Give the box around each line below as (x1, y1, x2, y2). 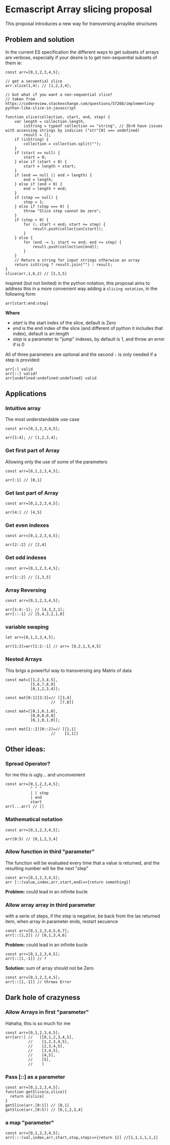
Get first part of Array (5, 447, 60, 454)
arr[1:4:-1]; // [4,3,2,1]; (5, 607, 65, 612)
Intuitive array (5, 405, 41, 412)
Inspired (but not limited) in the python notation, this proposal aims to (5, 280, 150, 286)
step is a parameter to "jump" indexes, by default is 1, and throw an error (12, 336, 165, 342)
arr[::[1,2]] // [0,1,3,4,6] (5, 933, 67, 938)
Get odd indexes (5, 554, 47, 561)
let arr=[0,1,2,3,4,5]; (5, 635, 56, 640)
